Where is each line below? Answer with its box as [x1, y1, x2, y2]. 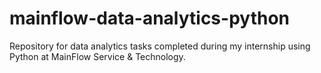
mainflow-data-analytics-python [9, 7, 290, 30]
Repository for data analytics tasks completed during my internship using [9, 40, 311, 52]
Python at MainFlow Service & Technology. [9, 50, 186, 62]
